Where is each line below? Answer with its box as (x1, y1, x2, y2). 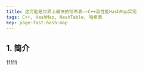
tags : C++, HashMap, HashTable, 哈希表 (6, 14, 102, 20)
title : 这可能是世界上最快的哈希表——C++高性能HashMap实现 (6, 8, 137, 15)
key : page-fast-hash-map (6, 20, 68, 25)
